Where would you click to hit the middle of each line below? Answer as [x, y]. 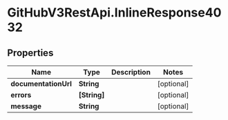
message [26, 106]
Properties [30, 53]
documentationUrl [41, 84]
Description [131, 72]
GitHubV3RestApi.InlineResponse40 [114, 13]
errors [21, 95]
